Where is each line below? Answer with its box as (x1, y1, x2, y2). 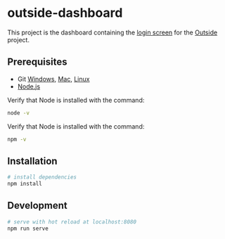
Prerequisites (7, 56, 67, 68)
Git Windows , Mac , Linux (17, 75, 90, 83)
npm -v (7, 136, 27, 143)
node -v (7, 109, 30, 117)
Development (7, 200, 68, 212)
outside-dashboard (7, 5, 123, 21)
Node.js (17, 82, 41, 91)
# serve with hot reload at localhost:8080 (7, 218, 137, 226)
